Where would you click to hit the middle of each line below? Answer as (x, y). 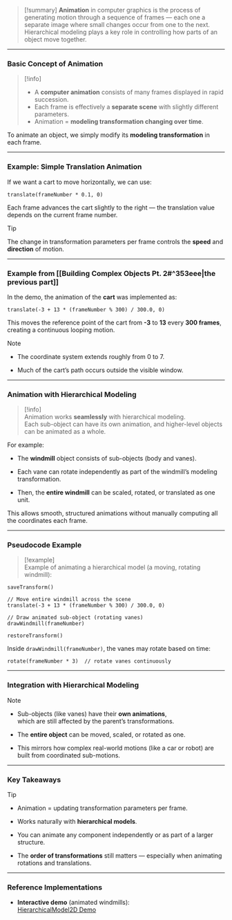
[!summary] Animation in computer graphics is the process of (112, 10)
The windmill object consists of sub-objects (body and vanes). (107, 459)
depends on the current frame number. (62, 214)
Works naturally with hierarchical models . (77, 822)
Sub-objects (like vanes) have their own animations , (92, 714)
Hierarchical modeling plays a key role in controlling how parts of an (121, 32)
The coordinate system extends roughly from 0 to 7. (91, 356)
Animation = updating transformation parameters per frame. (102, 808)
